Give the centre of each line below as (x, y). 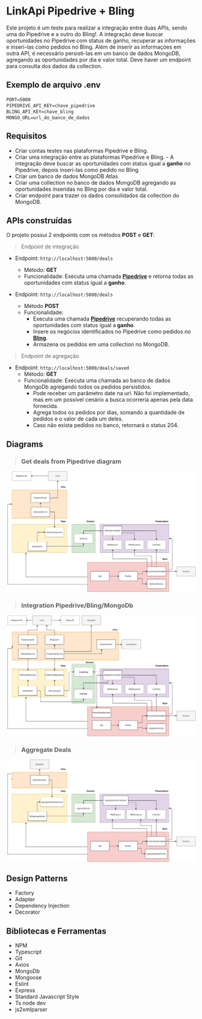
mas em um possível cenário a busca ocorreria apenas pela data (113, 400)
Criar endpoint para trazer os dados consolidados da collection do (97, 195)
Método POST (41, 306)
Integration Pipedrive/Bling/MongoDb (77, 606)
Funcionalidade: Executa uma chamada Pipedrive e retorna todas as (109, 276)
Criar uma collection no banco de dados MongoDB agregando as (95, 182)
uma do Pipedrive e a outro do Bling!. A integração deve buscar (85, 34)
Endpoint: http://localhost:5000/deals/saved (72, 368)
